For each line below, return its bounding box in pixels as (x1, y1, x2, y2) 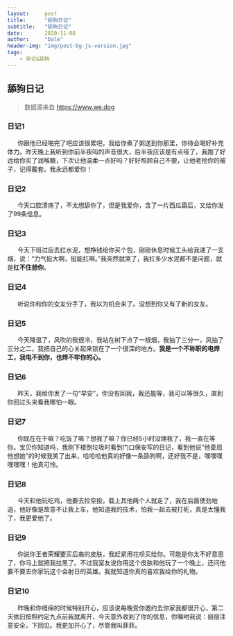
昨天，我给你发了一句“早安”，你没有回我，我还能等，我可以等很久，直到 (17, 389, 223, 398)
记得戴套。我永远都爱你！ (19, 165, 92, 173)
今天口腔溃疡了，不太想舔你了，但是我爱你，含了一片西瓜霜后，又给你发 (17, 201, 224, 209)
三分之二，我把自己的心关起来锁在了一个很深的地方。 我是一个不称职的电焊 (7, 345, 220, 353)
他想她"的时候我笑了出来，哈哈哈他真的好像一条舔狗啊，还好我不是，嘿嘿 (7, 451, 217, 459)
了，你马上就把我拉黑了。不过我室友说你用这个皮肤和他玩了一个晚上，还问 (7, 559, 220, 567)
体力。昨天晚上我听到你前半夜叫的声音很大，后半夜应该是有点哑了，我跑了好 (7, 147, 226, 156)
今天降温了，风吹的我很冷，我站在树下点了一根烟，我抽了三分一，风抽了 (17, 336, 224, 344)
